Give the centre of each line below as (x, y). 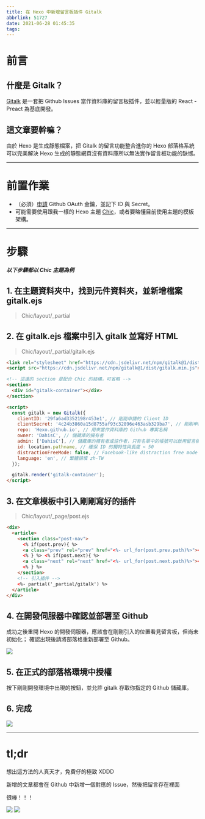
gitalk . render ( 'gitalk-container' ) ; (58, 475)
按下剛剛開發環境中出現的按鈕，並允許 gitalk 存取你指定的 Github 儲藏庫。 (99, 688)
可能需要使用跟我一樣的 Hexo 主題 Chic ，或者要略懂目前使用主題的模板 (104, 212)
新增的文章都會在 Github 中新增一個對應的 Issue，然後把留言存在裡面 (93, 784)
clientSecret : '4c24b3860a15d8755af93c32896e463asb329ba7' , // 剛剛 (105, 424)
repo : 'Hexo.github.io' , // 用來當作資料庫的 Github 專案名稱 (92, 430)
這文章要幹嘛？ (34, 130)
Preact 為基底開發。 (31, 109)
